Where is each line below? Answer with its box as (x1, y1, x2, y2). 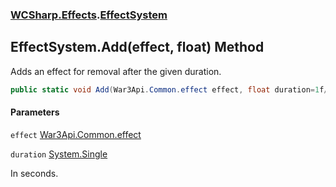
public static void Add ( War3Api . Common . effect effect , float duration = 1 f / (10, 84, 329, 95)
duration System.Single (10, 148, 108, 160)
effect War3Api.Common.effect (10, 128, 142, 140)
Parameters (10, 106, 60, 118)
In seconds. (10, 167, 59, 179)
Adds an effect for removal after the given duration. (10, 65, 222, 77)
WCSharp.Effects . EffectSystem (10, 8, 168, 22)
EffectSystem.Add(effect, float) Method (10, 39, 265, 56)
